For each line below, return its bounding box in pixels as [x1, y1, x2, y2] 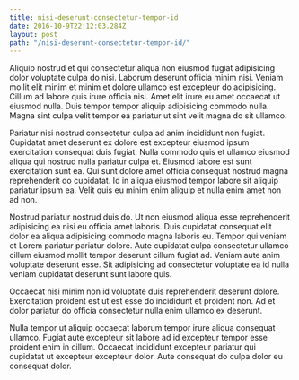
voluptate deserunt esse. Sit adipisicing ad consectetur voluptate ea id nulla [9, 259, 290, 270]
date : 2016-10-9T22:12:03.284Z [9, 22, 127, 30]
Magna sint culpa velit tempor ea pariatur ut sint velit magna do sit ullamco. [9, 110, 287, 121]
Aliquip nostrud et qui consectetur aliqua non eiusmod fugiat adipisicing [9, 63, 276, 73]
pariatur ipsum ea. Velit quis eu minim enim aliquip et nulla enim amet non [9, 185, 282, 195]
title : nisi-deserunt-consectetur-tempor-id [9, 13, 179, 22]
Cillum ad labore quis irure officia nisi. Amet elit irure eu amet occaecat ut [9, 91, 281, 102]
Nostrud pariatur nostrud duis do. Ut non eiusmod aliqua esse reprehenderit [9, 212, 290, 222]
